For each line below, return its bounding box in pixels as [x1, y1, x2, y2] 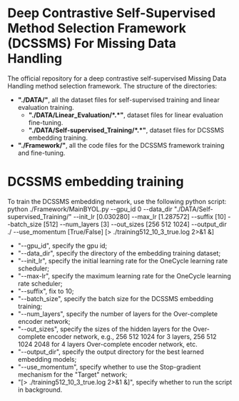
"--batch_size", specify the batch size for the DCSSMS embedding [17, 294, 214, 303]
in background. [17, 385, 63, 394]
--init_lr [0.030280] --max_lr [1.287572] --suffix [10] [73, 212, 227, 220]
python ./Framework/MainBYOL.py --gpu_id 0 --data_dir [7, 205, 173, 213]
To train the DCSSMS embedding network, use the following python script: [7, 197, 227, 205]
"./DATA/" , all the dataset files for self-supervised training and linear [17, 95, 220, 104]
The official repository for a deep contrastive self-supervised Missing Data [7, 73, 227, 83]
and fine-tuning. [17, 148, 66, 157]
